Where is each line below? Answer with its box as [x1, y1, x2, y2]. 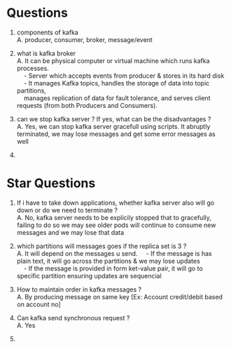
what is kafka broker [16, 49, 76, 57]
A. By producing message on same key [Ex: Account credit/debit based [16, 292, 223, 301]
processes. [16, 64, 50, 72]
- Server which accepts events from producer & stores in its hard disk [23, 71, 225, 80]
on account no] [16, 300, 61, 308]
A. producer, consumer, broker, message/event [16, 35, 153, 43]
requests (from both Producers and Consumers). [16, 101, 158, 109]
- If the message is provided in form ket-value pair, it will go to [23, 264, 204, 273]
